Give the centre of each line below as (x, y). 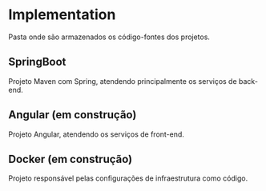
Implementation (62, 15)
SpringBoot (37, 62)
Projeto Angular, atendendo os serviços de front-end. (96, 134)
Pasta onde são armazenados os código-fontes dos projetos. (109, 37)
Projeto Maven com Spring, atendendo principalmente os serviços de (123, 81)
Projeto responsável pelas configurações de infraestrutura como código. (128, 178)
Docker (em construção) (71, 159)
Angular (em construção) (73, 115)
